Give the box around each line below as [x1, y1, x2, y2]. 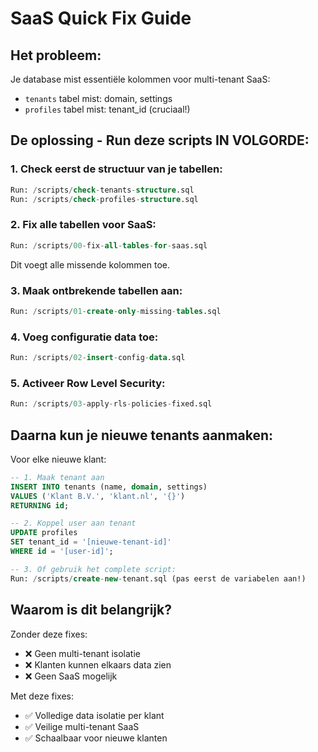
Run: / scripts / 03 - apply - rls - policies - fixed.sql [10, 399, 213, 409]
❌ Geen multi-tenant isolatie [24, 647, 142, 659]
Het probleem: [10, 47, 102, 64]
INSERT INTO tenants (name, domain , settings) [10, 482, 208, 492]
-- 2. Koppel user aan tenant [10, 518, 137, 529]
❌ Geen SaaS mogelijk [24, 670, 118, 682]
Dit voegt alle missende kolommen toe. [10, 258, 171, 271]
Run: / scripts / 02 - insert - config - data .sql [10, 353, 186, 363]
